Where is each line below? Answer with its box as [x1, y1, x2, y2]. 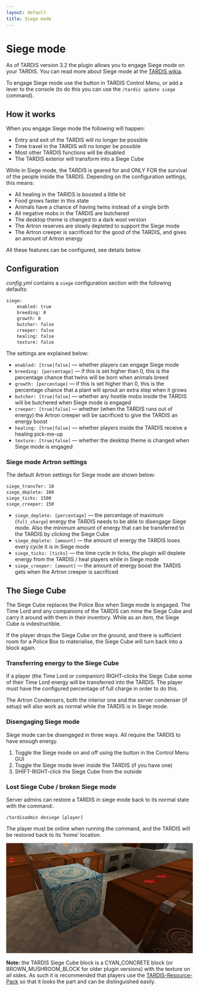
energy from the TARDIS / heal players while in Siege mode [14, 556, 159, 563]
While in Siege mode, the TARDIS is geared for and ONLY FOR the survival [6, 167, 188, 174]
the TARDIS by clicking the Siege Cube [14, 530, 110, 538]
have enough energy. [6, 737, 58, 744]
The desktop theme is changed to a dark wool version [14, 216, 147, 223]
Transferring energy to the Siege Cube [6, 659, 120, 667]
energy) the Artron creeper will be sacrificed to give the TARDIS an [14, 412, 178, 419]
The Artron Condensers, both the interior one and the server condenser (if [6, 696, 188, 704]
